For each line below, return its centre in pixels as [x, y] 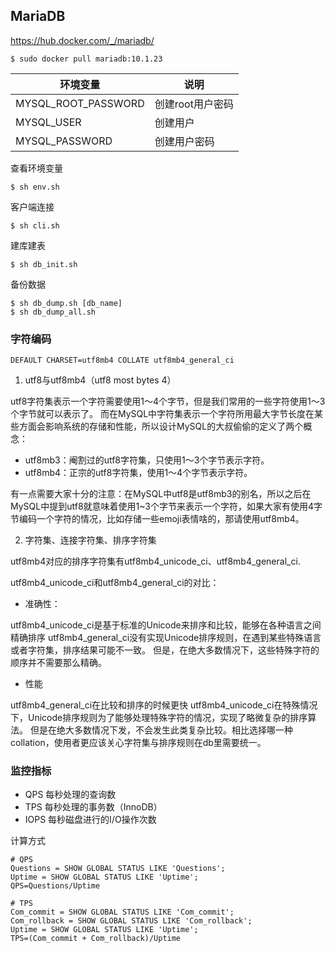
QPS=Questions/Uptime [55, 886]
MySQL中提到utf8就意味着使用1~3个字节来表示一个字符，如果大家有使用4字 [166, 506]
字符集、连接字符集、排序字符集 [90, 540]
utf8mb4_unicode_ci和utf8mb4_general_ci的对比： [115, 583]
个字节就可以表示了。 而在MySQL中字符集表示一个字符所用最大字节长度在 [162, 414]
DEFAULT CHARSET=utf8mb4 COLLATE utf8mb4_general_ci [122, 360]
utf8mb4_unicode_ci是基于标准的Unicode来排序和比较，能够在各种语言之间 [166, 625]
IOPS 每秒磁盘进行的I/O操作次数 [90, 820]
